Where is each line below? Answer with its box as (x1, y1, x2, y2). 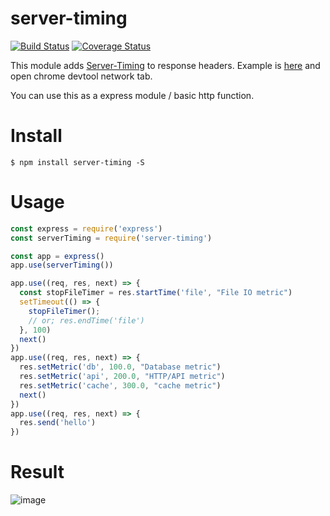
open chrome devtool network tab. (10, 70, 153, 82)
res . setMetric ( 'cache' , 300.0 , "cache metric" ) (19, 380, 222, 391)
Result (10, 461, 65, 484)
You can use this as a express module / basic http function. (10, 89, 255, 101)
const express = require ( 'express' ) (10, 223, 163, 234)
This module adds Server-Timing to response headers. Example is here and (10, 59, 321, 71)
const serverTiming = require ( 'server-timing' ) (10, 233, 213, 243)
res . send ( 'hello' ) (19, 418, 97, 428)
